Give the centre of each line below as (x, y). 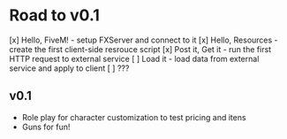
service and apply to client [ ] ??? (69, 68)
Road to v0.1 (54, 15)
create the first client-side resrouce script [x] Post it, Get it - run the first (140, 49)
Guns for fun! (46, 127)
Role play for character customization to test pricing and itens (134, 117)
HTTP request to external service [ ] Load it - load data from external (134, 58)
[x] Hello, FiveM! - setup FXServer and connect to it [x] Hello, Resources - (143, 40)
